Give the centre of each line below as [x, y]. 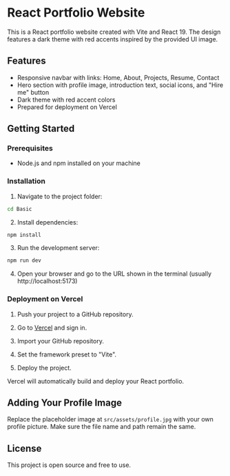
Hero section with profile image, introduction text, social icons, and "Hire [120, 85]
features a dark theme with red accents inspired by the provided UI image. [113, 39]
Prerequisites [30, 149]
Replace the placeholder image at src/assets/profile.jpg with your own [110, 419]
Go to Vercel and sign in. [52, 327]
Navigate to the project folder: [60, 196]
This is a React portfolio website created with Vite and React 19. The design [114, 32]
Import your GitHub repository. [61, 341]
